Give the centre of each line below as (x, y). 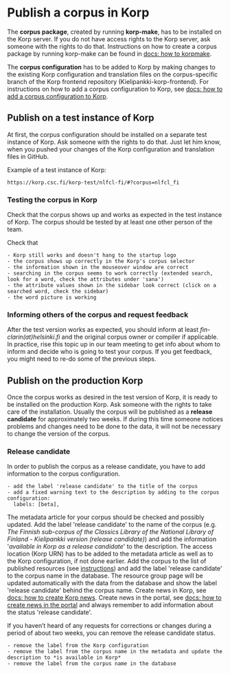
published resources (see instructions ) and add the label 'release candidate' (115, 569)
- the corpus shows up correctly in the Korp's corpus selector (101, 262)
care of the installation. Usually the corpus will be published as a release (110, 412)
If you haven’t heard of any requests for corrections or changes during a (109, 626)
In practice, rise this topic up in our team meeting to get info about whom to (114, 344)
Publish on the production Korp (75, 380)
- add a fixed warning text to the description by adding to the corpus (113, 493)
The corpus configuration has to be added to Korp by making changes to (112, 67)
